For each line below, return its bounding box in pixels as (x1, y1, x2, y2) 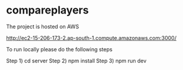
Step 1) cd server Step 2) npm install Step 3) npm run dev (6, 57, 147, 64)
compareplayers (6, 4, 89, 17)
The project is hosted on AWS (6, 23, 79, 30)
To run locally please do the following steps (6, 45, 113, 53)
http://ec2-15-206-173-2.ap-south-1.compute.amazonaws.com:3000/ (6, 34, 177, 41)
